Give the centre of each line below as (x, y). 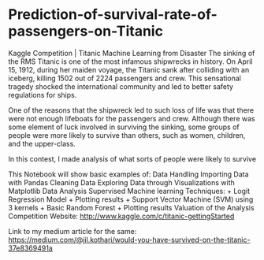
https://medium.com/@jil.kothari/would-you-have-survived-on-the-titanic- (129, 240)
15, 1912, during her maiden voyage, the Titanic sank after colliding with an (129, 69)
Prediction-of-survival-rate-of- (113, 15)
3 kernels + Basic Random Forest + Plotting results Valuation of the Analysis (131, 207)
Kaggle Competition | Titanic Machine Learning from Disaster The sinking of (132, 53)
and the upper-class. (42, 143)
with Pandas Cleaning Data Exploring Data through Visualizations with (121, 182)
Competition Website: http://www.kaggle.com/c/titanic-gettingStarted (121, 216)
